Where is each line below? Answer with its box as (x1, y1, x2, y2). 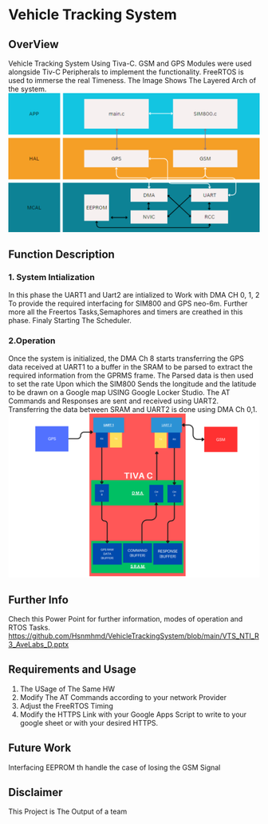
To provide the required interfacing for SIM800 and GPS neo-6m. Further (8, 298, 248, 308)
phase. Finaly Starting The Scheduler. (8, 315, 132, 325)
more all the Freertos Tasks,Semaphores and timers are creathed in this (8, 306, 243, 317)
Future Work (8, 742, 72, 755)
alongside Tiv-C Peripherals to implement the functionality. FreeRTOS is (8, 67, 245, 77)
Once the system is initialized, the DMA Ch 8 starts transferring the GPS (8, 354, 245, 363)
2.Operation (8, 335, 56, 346)
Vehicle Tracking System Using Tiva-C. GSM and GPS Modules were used (8, 58, 252, 68)
